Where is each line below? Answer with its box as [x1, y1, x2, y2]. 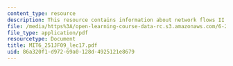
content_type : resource [7, 10, 76, 17]
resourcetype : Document [7, 36, 76, 43]
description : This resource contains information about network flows [7, 16, 216, 23]
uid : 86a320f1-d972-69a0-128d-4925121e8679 [7, 49, 135, 56]
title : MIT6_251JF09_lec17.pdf [7, 42, 98, 49]
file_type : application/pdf [7, 29, 89, 36]
